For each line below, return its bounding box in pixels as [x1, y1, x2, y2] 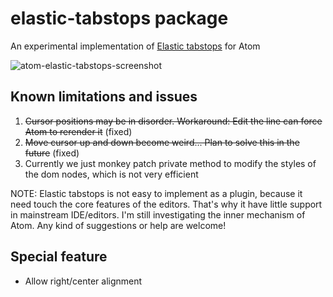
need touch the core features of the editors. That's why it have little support [10, 198, 323, 210]
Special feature [10, 248, 108, 266]
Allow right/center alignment [24, 275, 143, 287]
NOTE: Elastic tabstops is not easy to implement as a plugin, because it [10, 187, 303, 199]
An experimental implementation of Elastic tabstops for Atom [10, 40, 261, 52]
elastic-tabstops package [10, 7, 229, 30]
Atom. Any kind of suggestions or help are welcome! [10, 219, 227, 231]
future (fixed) [24, 147, 80, 159]
